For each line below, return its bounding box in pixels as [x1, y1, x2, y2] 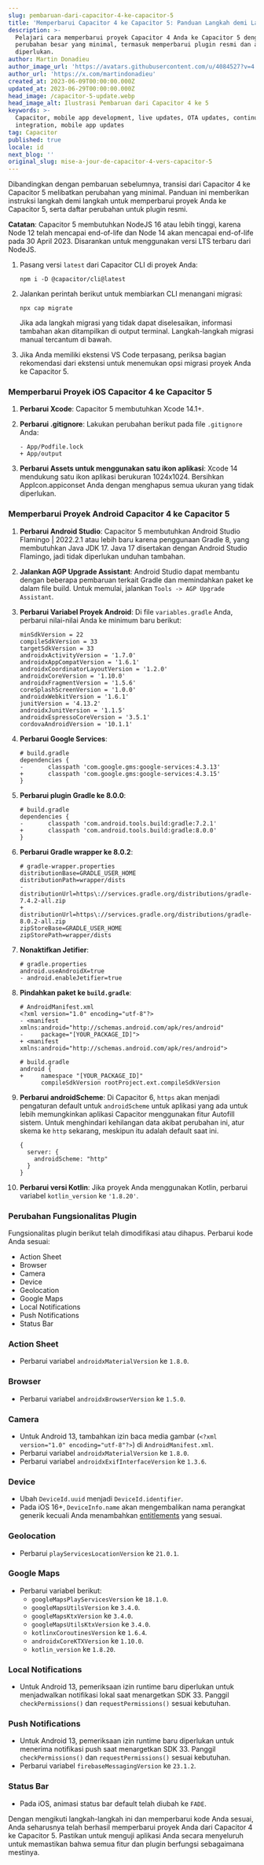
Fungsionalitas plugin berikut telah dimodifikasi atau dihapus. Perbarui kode [8, 1228, 254, 1238]
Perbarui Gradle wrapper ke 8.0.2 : [19, 847, 134, 856]
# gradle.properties [19, 960, 87, 968]
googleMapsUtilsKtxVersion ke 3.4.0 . [31, 1619, 151, 1629]
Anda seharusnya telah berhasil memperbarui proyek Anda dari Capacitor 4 [8, 1823, 253, 1832]
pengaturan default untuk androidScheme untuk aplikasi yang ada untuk [19, 1101, 248, 1110]
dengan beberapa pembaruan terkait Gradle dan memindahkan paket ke [19, 575, 254, 585]
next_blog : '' [8, 150, 55, 158]
